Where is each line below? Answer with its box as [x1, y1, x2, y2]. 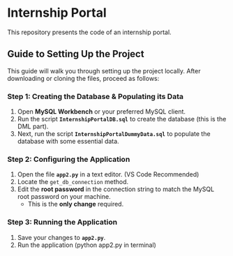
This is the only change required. [27, 200, 124, 209]
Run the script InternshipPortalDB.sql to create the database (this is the [17, 115, 227, 123]
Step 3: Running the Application [7, 218, 117, 227]
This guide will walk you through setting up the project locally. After [7, 66, 201, 75]
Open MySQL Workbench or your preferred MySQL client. [17, 107, 186, 116]
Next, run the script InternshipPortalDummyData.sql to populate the [17, 130, 211, 138]
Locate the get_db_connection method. [17, 178, 129, 186]
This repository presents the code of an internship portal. [7, 28, 172, 36]
